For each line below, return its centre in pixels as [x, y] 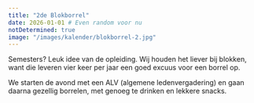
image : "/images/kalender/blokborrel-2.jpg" [82, 37]
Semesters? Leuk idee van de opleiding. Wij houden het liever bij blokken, [127, 59]
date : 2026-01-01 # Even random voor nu [75, 23]
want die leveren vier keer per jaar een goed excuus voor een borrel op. [124, 68]
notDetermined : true [42, 30]
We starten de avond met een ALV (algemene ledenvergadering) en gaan [127, 83]
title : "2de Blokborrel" [49, 15]
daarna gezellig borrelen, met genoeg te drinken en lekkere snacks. [118, 91]
